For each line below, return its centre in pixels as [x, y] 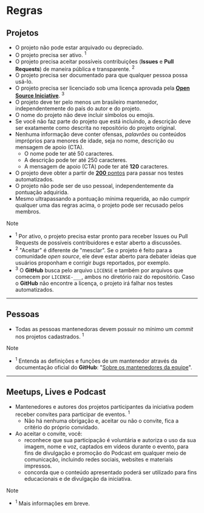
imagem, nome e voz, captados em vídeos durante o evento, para [106, 446]
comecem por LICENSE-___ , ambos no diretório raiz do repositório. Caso [105, 277]
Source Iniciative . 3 [40, 95]
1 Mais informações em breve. [52, 503]
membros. [28, 211]
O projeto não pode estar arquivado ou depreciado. [79, 47]
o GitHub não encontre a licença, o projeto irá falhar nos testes [94, 283]
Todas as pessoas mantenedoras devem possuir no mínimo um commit [104, 329]
